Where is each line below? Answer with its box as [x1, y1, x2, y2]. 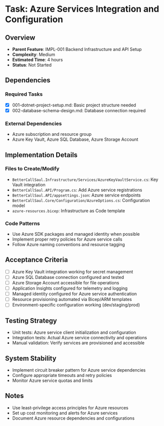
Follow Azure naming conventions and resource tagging [12, 242, 125, 248]
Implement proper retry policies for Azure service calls [12, 236, 122, 242]
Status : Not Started [12, 62, 52, 68]
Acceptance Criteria [5, 256, 68, 264]
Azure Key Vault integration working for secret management [12, 269, 133, 275]
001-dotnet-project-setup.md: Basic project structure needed [12, 102, 136, 108]
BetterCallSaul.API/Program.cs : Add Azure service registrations [12, 187, 142, 193]
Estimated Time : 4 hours [12, 57, 63, 62]
